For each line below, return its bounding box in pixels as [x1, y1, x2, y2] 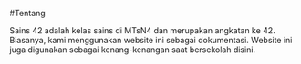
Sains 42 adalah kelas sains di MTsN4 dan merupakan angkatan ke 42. [9, 25, 275, 35]
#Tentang [9, 8, 46, 18]
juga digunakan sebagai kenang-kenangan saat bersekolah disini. [9, 44, 256, 55]
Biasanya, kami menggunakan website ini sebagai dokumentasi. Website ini [9, 35, 293, 45]
